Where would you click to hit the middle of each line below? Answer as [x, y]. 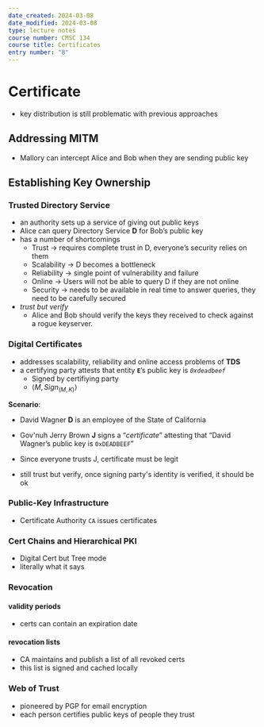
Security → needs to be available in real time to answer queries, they [143, 290]
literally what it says [52, 567]
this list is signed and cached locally [79, 668]
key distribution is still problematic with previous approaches [119, 113]
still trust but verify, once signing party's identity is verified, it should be [137, 474]
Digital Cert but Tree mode [63, 558]
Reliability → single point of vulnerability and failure [115, 273]
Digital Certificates [46, 344]
